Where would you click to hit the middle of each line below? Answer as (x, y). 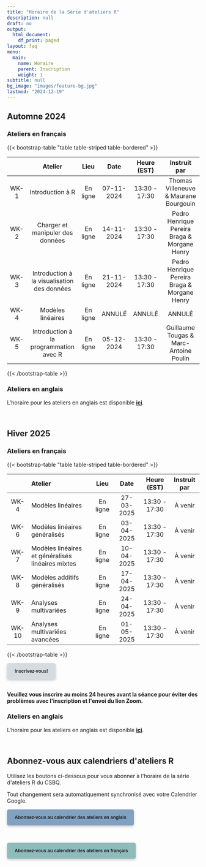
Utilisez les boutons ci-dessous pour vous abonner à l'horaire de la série (98, 776)
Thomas (180, 180)
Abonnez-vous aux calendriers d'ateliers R (90, 761)
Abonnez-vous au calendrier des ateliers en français (72, 850)
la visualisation (52, 281)
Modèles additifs (55, 577)
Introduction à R (53, 192)
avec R (53, 354)
